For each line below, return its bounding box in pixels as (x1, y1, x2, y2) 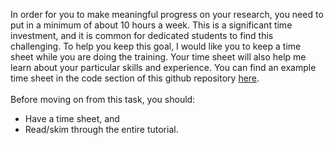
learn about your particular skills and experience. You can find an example (10, 62, 317, 73)
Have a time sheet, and (24, 113, 120, 124)
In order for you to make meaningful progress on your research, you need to (10, 9, 324, 20)
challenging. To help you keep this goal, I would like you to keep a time (10, 40, 302, 52)
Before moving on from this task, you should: (10, 94, 196, 105)
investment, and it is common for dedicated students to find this (10, 30, 274, 41)
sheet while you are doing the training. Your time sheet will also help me (10, 51, 307, 63)
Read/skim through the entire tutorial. (24, 124, 179, 135)
